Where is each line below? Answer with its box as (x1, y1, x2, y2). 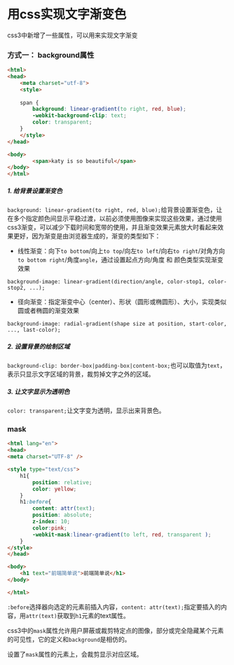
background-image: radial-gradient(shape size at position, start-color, (7, 321, 228, 328)
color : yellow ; (32, 485, 77, 492)
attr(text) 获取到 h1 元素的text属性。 (25, 611, 130, 619)
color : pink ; (32, 524, 68, 532)
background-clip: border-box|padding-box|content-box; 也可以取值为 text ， (7, 361, 226, 370)
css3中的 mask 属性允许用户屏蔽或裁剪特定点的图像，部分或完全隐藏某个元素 (7, 626, 224, 635)
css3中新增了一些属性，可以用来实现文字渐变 (7, 31, 138, 39)
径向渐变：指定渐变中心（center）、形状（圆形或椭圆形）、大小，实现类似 (17, 297, 227, 306)
